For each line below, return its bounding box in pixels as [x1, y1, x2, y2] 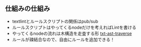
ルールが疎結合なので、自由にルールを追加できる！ [12, 36, 115, 42]
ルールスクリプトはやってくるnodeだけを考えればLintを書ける [12, 24, 137, 30]
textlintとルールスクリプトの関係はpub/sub [12, 18, 99, 24]
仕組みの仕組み [5, 4, 50, 13]
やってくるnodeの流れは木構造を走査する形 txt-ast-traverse [12, 31, 132, 36]
